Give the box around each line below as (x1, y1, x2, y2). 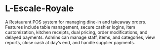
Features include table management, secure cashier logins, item (5, 24, 136, 30)
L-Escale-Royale (5, 3, 74, 14)
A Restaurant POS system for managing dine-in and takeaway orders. (5, 19, 147, 25)
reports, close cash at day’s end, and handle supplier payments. (5, 39, 135, 45)
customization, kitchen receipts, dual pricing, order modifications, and (5, 29, 148, 35)
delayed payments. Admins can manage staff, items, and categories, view (5, 34, 156, 40)
